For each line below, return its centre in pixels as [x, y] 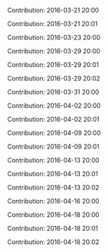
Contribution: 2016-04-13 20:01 [53, 174]
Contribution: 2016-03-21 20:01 [53, 24]
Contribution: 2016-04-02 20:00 [54, 106]
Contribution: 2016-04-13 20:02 [53, 187]
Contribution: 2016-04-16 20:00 [53, 201]
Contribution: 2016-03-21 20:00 [53, 10]
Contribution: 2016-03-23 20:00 [54, 37]
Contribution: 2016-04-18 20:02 [53, 242]
